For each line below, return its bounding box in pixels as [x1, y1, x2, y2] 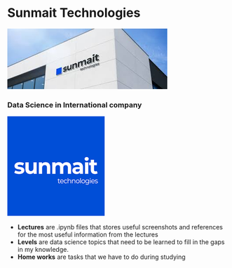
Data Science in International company [7, 100, 142, 109]
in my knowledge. [17, 246, 69, 254]
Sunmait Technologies [7, 5, 141, 21]
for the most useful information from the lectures [17, 230, 159, 239]
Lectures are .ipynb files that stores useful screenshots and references [17, 223, 223, 232]
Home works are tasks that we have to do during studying [17, 253, 186, 261]
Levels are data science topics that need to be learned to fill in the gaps [17, 238, 225, 246]
